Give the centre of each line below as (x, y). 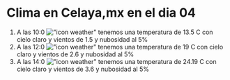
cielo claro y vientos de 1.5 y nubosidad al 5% (82, 39)
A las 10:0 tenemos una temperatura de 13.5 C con (115, 32)
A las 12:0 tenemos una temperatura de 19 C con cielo (120, 47)
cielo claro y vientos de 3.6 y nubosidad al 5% (83, 69)
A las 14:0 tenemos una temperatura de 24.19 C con (116, 61)
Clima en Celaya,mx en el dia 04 (101, 13)
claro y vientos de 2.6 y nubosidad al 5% (75, 54)
